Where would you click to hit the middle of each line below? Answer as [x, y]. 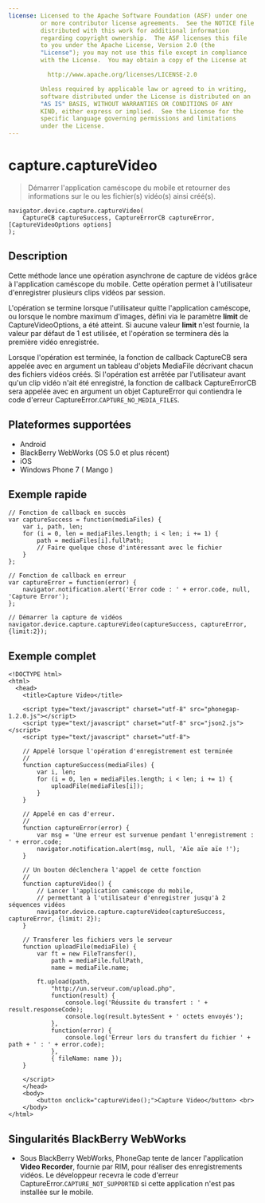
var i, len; [57, 772]
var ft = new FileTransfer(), [87, 954]
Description [38, 256]
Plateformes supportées [70, 425]
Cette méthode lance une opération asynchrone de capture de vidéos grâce [132, 275]
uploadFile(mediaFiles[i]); [97, 786]
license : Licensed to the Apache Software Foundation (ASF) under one [128, 16]
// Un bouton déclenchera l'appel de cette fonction [112, 870]
